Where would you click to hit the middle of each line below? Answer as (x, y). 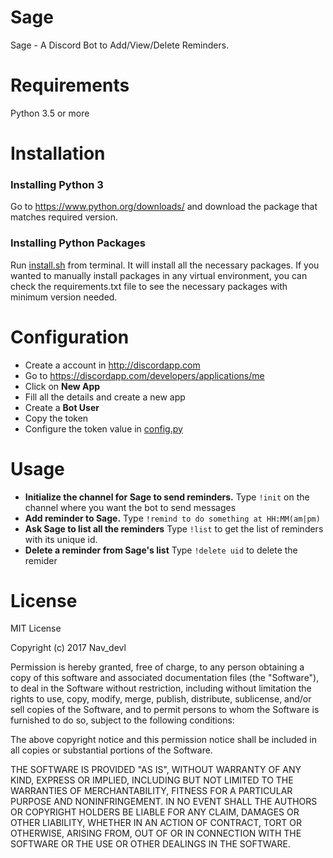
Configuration (70, 337)
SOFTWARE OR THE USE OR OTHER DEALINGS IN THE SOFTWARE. (150, 844)
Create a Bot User (62, 407)
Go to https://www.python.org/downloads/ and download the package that (164, 207)
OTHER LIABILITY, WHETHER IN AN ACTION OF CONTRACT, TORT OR (156, 823)
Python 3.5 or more (50, 113)
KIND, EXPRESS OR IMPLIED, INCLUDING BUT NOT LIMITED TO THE (152, 780)
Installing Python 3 (57, 184)
